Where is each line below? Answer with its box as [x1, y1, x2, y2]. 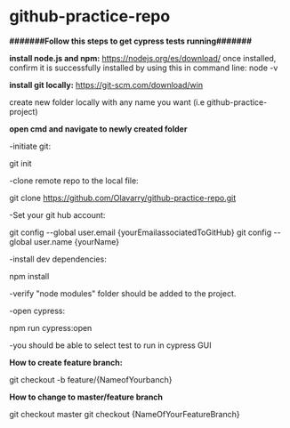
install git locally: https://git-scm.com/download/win [9, 79, 203, 90]
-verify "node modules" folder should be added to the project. [9, 287, 237, 299]
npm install [9, 271, 50, 281]
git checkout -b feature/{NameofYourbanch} [9, 374, 173, 384]
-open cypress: [9, 305, 65, 316]
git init [9, 157, 33, 168]
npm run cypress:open [9, 322, 93, 333]
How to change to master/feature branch [9, 392, 163, 402]
